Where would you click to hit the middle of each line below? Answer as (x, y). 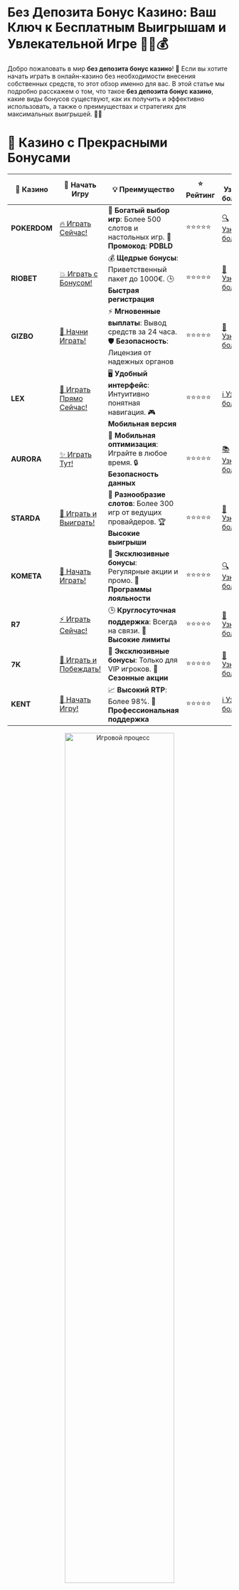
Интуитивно (129, 394)
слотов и (123, 228)
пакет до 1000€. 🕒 (141, 278)
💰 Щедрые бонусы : (143, 258)
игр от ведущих (135, 512)
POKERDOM (32, 228)
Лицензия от (129, 352)
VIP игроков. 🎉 (133, 668)
